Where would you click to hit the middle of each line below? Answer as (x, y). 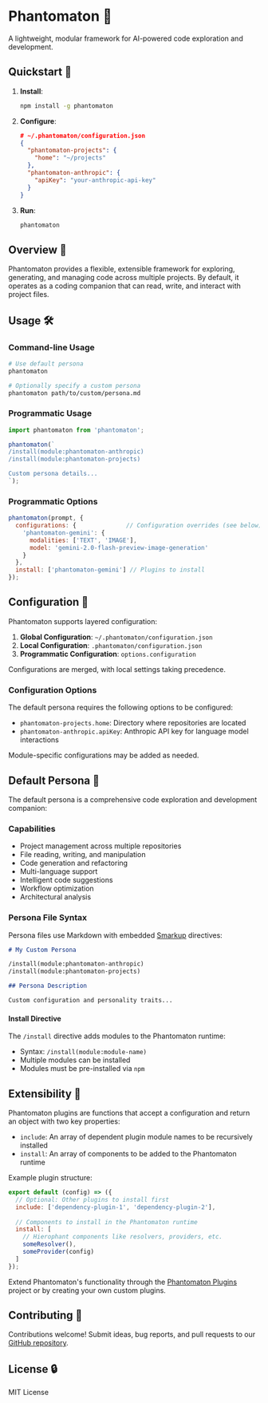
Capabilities (32, 828)
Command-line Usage (52, 347)
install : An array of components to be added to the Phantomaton (128, 1154)
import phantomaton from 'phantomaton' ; (77, 430)
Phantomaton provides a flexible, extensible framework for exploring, (122, 269)
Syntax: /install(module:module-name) (83, 1052)
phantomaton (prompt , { (46, 518)
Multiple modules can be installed (75, 1060)
